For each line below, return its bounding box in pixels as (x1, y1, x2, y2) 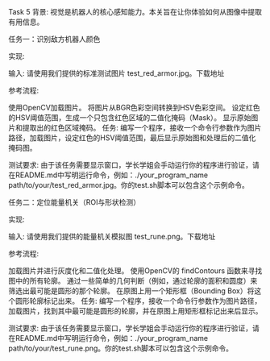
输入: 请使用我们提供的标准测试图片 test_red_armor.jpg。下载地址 (8, 68, 225, 78)
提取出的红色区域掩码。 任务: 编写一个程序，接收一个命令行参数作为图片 (22, 123, 262, 132)
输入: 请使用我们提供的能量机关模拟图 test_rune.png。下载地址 (8, 232, 216, 241)
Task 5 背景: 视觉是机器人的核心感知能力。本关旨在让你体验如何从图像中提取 (8, 7, 263, 16)
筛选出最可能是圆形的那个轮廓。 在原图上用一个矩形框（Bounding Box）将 (8, 286, 255, 296)
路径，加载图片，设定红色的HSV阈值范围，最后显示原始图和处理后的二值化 (8, 133, 256, 143)
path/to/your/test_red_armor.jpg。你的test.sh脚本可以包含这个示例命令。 (8, 180, 250, 189)
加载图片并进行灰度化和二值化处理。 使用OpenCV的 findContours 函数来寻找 (8, 266, 263, 276)
